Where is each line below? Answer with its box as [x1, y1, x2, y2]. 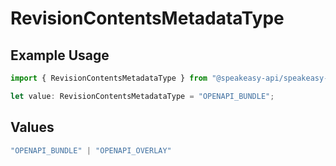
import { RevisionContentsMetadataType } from [10, 73, 208, 83]
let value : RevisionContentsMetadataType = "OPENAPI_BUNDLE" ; [10, 91, 275, 101]
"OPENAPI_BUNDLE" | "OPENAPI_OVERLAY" [10, 145, 172, 156]
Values [10, 119, 55, 136]
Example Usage [10, 47, 110, 64]
